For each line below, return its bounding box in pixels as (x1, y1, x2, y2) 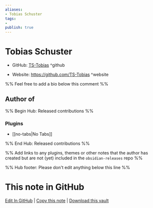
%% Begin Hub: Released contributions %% (5, 108, 94, 114)
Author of (5, 95, 35, 104)
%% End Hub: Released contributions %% (5, 140, 90, 146)
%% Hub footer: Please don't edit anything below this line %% (5, 165, 130, 171)
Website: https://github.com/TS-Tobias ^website (12, 71, 109, 78)
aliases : (5, 7, 23, 12)
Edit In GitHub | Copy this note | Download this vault (5, 198, 109, 204)
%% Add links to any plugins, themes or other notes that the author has (5, 150, 148, 156)
